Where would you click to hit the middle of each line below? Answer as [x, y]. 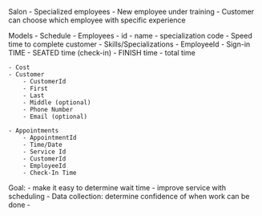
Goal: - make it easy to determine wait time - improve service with [117, 187]
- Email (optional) [55, 116]
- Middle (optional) [57, 103]
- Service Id [44, 152]
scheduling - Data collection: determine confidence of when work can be [129, 196]
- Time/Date [42, 145]
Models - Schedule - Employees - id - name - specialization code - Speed [130, 36]
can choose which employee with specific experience [97, 20]
